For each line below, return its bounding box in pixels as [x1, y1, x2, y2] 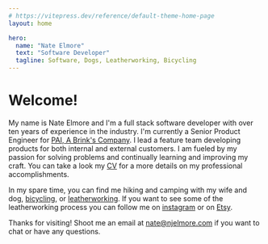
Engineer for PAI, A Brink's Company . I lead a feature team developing [8, 135, 241, 145]
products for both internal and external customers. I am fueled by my [8, 143, 237, 154]
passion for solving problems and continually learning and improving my [8, 152, 249, 162]
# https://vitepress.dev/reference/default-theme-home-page [8, 11, 216, 20]
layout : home [8, 19, 52, 27]
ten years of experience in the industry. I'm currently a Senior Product [8, 126, 241, 136]
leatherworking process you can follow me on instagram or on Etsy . [8, 202, 232, 212]
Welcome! [8, 91, 78, 110]
